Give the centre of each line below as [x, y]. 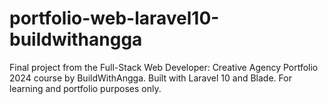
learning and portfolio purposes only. [85, 88]
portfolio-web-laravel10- [114, 18]
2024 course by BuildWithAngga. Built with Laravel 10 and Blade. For [150, 78]
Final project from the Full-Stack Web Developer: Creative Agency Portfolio [164, 67]
